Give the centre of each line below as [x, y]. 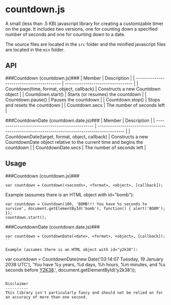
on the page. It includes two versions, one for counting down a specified [81, 29]
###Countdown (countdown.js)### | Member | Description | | [70, 78]
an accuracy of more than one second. [46, 297]
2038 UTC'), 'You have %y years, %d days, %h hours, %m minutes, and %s [86, 264]
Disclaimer [17, 284]
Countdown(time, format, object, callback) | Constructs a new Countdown [83, 89]
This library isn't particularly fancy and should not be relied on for [84, 293]
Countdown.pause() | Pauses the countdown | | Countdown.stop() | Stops [83, 99]
